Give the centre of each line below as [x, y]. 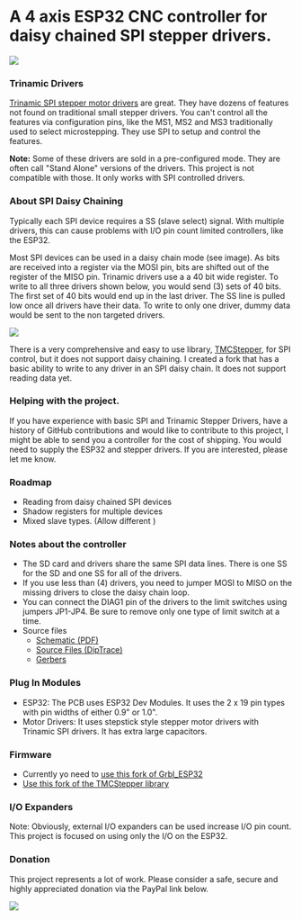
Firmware [31, 754]
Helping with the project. [64, 401]
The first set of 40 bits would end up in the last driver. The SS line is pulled [147, 295]
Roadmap [31, 482]
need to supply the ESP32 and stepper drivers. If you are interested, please [149, 449]
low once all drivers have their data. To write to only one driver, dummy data [150, 305]
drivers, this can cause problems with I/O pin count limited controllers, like [146, 230]
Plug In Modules [45, 683]
